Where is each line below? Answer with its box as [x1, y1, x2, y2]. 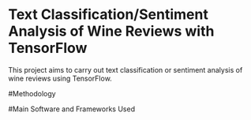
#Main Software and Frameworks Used [8, 104, 136, 114]
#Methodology [8, 88, 57, 98]
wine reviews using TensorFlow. [8, 73, 112, 83]
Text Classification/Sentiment [8, 6, 209, 24]
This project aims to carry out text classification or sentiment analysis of [8, 65, 243, 74]
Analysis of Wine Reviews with [8, 22, 215, 40]
